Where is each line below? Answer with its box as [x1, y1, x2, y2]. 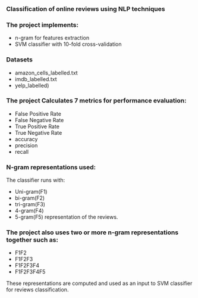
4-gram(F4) [14, 207, 44, 215]
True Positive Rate [14, 123, 59, 130]
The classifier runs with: [6, 176, 65, 184]
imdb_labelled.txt [14, 75, 58, 82]
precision [14, 142, 38, 149]
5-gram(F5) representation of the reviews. [14, 213, 118, 221]
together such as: [6, 236, 58, 244]
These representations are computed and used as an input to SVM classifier [6, 280, 193, 287]
